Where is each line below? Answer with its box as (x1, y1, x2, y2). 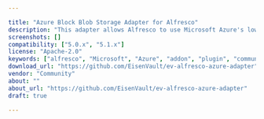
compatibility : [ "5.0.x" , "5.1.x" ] (8, 40, 125, 48)
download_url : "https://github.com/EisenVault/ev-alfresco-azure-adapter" (8, 62, 258, 71)
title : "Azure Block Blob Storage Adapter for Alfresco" (8, 18, 199, 26)
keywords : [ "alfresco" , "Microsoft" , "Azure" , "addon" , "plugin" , (8, 55, 230, 63)
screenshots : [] (8, 33, 61, 41)
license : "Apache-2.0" (8, 48, 82, 56)
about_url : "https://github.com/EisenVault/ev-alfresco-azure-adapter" (8, 84, 247, 92)
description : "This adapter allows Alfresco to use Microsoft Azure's (8, 25, 244, 34)
